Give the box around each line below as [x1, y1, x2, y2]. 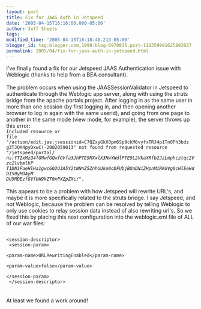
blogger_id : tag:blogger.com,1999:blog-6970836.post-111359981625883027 [6, 43, 192, 49]
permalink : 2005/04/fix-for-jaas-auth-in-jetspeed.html [6, 48, 149, 54]
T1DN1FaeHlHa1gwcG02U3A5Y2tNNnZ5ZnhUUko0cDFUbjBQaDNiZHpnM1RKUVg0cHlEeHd [6, 165, 195, 172]
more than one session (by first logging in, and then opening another [6, 103, 176, 110]
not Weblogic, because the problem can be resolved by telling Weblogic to [6, 200, 191, 208]
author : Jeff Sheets [6, 25, 58, 32]
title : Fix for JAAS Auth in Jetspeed [6, 14, 103, 20]
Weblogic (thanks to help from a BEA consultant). [6, 70, 128, 78]
